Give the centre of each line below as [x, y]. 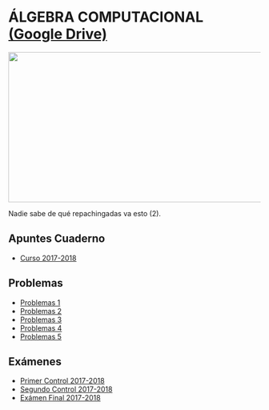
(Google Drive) [58, 34]
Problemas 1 [40, 302]
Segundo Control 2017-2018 [66, 389]
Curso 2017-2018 [48, 258]
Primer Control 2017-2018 [62, 381]
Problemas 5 [41, 336]
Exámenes [35, 362]
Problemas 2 [41, 311]
